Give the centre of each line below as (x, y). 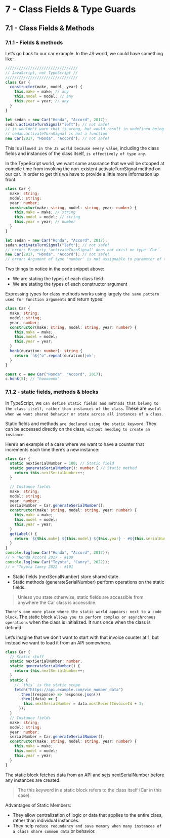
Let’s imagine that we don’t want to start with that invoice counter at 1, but (82, 637)
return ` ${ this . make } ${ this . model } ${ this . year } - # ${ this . (80, 539)
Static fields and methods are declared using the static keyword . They (81, 424)
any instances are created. (33, 780)
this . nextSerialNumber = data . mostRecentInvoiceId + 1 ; (83, 704)
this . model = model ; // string (47, 217)
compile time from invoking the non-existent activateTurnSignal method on (83, 169)
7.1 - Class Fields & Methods (50, 28)
